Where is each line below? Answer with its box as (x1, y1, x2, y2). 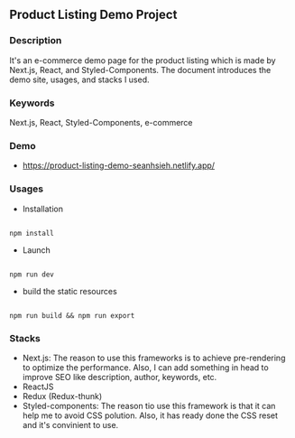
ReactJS (22, 381, 54, 392)
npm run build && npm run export (9, 311, 135, 320)
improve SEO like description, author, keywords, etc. (22, 371, 217, 382)
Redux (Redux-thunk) (22, 390, 103, 401)
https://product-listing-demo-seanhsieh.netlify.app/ (22, 160, 215, 171)
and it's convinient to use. (22, 419, 119, 430)
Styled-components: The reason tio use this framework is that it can (22, 400, 276, 411)
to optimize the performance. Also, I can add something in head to (22, 361, 269, 373)
